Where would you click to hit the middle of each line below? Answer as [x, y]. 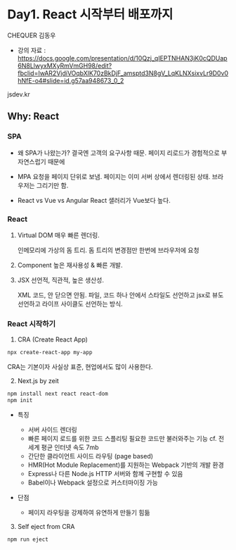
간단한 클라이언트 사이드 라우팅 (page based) [90, 456]
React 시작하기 [32, 323]
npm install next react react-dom [58, 394]
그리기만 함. [52, 185]
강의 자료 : [32, 50]
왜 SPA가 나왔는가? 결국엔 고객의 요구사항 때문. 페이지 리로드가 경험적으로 [118, 153]
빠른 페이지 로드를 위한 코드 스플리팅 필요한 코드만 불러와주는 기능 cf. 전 [126, 438]
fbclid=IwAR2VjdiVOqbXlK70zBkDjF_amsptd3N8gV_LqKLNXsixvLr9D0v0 [123, 73]
